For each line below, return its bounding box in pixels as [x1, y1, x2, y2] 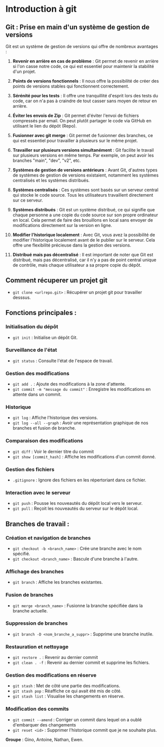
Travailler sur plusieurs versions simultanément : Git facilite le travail [12, 147, 154, 153]
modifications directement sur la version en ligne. [12, 223, 112, 228]
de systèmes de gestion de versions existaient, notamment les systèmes [12, 172, 159, 178]
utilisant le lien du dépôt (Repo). [12, 123, 77, 129]
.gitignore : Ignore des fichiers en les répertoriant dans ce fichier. [12, 477, 146, 483]
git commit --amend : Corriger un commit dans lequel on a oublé [12, 717, 142, 723]
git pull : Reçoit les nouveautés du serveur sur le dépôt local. [12, 505, 139, 512]
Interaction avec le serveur [5, 489, 71, 496]
